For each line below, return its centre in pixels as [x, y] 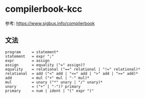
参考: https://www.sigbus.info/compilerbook [50, 23]
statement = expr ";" [30, 56]
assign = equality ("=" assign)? [45, 65]
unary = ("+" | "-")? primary [43, 86]
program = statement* [32, 52]
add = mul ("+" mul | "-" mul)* [48, 78]
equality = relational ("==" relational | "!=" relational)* [73, 69]
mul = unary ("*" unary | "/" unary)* [54, 82]
